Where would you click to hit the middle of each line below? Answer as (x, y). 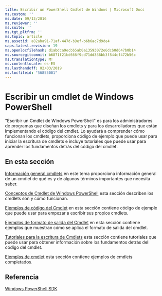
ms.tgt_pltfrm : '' (24, 32)
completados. (19, 262)
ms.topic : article (24, 37)
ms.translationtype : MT (29, 59)
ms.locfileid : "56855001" (31, 73)
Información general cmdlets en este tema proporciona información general (81, 174)
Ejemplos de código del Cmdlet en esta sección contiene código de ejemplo (81, 208)
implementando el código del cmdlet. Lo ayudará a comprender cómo (75, 131)
